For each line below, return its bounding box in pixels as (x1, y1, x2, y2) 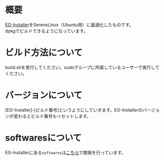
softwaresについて (5, 132, 82, 143)
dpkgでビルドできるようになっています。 (5, 28, 88, 34)
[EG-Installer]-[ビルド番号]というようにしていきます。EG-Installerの (5, 107, 143, 113)
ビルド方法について (5, 47, 83, 58)
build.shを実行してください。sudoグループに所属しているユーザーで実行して (5, 64, 160, 70)
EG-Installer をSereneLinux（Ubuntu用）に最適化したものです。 (5, 22, 134, 28)
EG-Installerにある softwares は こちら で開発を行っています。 (5, 149, 126, 156)
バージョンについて (5, 90, 83, 101)
